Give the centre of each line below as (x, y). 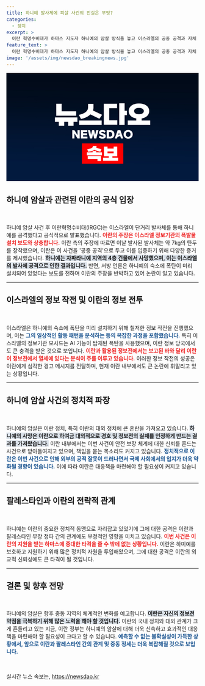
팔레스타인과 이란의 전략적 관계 (61, 501)
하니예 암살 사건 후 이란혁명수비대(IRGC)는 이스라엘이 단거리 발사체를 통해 (95, 228)
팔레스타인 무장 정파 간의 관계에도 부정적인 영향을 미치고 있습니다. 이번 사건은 (98, 536)
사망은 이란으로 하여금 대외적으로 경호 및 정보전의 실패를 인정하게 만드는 (106, 436)
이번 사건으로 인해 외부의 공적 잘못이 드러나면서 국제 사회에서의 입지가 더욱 (105, 459)
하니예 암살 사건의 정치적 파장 (58, 400)
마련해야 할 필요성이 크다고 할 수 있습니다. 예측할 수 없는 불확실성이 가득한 (105, 637)
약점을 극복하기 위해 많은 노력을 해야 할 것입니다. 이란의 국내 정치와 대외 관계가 (99, 621)
